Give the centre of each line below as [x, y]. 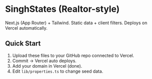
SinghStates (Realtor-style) [62, 9]
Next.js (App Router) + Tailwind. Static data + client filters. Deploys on [76, 23]
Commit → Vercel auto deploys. [44, 61]
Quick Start [23, 44]
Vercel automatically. [26, 28]
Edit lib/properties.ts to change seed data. [58, 71]
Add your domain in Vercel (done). [47, 66]
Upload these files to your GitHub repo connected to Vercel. [73, 55]
